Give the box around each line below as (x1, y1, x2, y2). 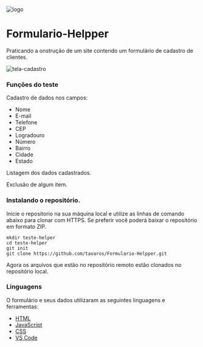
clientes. (6, 53, 28, 61)
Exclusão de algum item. (6, 181, 68, 188)
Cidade (15, 151, 33, 158)
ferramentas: (6, 303, 39, 310)
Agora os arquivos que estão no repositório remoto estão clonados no (6, 261, 182, 268)
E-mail (15, 112, 32, 120)
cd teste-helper (6, 240, 47, 246)
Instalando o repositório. (6, 196, 81, 204)
